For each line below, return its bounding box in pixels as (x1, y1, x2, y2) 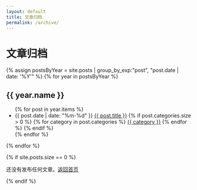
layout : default (6, 8, 46, 15)
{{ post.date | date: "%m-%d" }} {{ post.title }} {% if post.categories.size (14, 112, 192, 119)
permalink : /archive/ (6, 19, 60, 25)
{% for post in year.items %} (14, 106, 84, 113)
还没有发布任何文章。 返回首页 (6, 166, 78, 173)
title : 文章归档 (6, 14, 42, 20)
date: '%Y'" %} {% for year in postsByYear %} (6, 73, 119, 80)
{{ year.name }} (6, 90, 65, 100)
